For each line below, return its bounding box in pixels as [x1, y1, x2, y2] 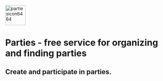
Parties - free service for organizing [5, 37, 158, 48]
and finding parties [5, 47, 87, 59]
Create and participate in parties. [5, 67, 112, 76]
